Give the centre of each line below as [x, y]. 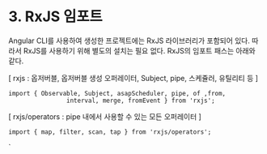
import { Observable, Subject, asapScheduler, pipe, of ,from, [117, 93]
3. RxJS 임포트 [55, 17]
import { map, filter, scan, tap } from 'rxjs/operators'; [110, 132]
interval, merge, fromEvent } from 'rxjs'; [141, 101]
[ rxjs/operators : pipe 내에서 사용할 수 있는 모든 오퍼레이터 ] [105, 116]
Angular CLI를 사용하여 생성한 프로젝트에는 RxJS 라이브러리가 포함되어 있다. [129, 41]
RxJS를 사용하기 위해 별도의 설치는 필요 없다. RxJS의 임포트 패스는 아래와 [140, 50]
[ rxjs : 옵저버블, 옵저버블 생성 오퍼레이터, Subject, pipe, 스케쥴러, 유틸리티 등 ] [133, 78]
